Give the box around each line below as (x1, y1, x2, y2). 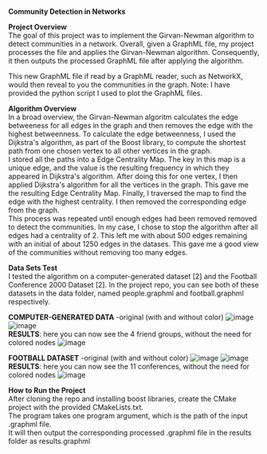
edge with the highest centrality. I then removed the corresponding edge (8, 197, 247, 206)
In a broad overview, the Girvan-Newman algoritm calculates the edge (8, 112, 239, 122)
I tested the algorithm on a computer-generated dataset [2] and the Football (8, 272, 257, 281)
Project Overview (8, 22, 68, 31)
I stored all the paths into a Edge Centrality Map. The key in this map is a (8, 155, 245, 164)
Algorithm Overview (8, 104, 77, 113)
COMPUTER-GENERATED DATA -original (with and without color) (8, 312, 225, 322)
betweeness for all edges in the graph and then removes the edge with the (8, 121, 253, 130)
